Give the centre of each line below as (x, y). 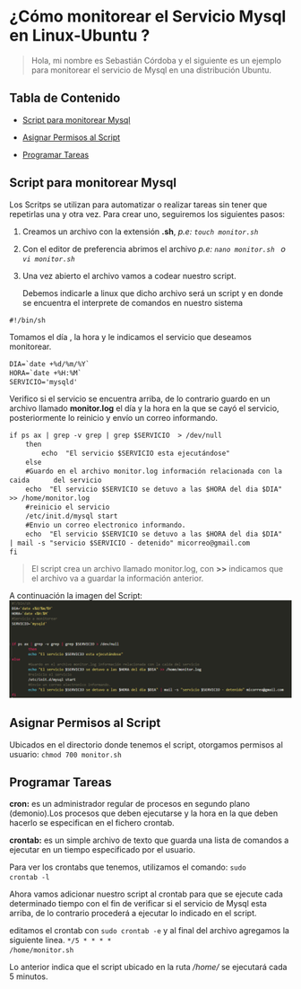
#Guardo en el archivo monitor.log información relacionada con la (154, 471)
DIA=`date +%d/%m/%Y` (50, 364)
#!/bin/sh (28, 320)
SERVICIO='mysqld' (43, 382)
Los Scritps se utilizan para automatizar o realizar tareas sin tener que (138, 205)
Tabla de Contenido (65, 98)
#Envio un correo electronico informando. (106, 525)
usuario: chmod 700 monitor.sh (66, 754)
